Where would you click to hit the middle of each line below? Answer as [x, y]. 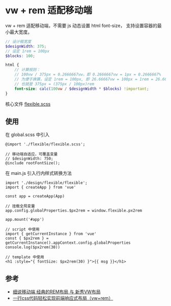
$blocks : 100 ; [20, 56]
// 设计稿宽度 [18, 41]
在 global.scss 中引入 [27, 135]
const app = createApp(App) [35, 196]
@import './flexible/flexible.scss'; [45, 144]
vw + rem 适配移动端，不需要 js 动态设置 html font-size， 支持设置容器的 [81, 25]
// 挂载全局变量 [20, 206]
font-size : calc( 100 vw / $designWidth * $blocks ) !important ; [82, 89]
